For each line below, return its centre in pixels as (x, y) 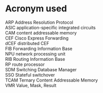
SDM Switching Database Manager (41, 69)
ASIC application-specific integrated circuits (51, 27)
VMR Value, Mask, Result (31, 85)
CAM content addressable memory (41, 33)
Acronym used (36, 9)
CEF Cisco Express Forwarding (37, 38)
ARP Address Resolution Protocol (39, 22)
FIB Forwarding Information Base (39, 48)
